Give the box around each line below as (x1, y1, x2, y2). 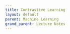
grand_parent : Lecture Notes (5, 21, 66, 26)
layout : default (5, 12, 39, 17)
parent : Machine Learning (5, 16, 59, 21)
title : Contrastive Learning (5, 7, 66, 12)
